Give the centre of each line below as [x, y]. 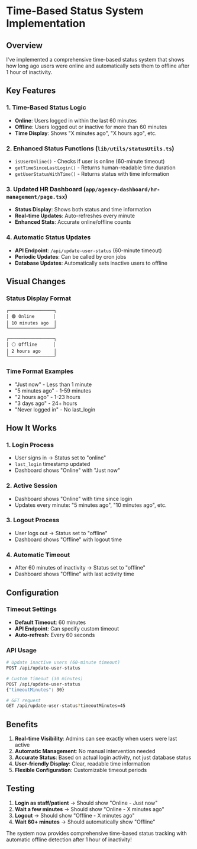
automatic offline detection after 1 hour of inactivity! [69, 840]
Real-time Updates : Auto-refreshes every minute [75, 216]
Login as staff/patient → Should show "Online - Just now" [86, 803]
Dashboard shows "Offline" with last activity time [74, 574]
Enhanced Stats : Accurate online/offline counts [73, 222]
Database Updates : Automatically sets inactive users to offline [91, 263]
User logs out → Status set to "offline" [61, 533]
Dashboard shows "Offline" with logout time [68, 539]
